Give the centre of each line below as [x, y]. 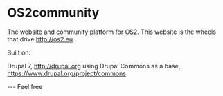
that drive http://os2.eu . [41, 39]
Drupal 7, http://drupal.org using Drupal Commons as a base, [94, 66]
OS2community [53, 13]
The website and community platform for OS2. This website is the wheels [112, 32]
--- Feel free [25, 86]
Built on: [19, 52]
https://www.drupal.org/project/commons [67, 73]
